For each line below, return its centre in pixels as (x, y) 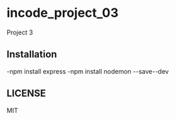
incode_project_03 (63, 13)
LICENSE (27, 94)
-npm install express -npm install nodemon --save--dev (88, 71)
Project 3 (20, 32)
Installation (32, 54)
